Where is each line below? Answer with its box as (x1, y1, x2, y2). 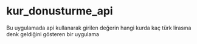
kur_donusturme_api (6, 4, 114, 18)
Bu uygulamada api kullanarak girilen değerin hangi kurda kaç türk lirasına (6, 24, 192, 31)
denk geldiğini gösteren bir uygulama (6, 30, 99, 37)
